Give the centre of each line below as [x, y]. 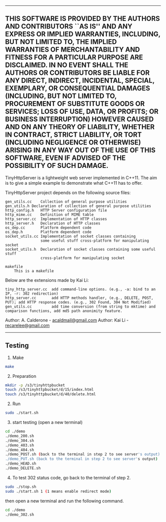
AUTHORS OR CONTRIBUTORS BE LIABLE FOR [77, 73]
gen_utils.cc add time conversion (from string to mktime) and [80, 307]
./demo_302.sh [20, 515]
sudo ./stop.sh [21, 487]
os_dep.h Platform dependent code [48, 232]
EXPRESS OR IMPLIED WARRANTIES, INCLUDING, [83, 34]
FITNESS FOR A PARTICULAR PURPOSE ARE [74, 57]
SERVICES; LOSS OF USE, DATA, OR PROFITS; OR [82, 112]
